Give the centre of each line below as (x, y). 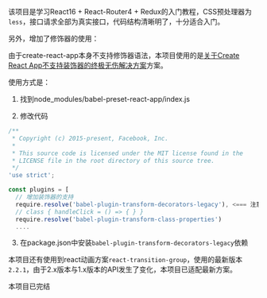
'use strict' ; (32, 176)
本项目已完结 (29, 286)
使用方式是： (29, 82)
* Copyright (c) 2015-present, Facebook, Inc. (90, 138)
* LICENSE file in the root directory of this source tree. (113, 161)
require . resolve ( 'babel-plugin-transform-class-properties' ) (119, 219)
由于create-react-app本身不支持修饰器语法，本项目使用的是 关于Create (124, 55)
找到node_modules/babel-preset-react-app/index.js (105, 99)
